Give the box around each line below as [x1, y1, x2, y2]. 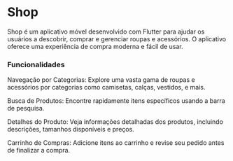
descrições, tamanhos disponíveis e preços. [7, 125, 134, 134]
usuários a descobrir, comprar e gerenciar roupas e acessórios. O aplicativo [7, 34, 226, 43]
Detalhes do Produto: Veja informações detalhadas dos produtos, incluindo [7, 118, 224, 126]
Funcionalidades [7, 59, 65, 69]
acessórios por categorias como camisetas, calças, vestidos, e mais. [7, 83, 206, 92]
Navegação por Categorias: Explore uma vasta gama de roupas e [7, 76, 195, 84]
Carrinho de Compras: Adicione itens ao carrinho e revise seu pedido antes [7, 139, 225, 147]
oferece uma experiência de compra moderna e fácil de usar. [7, 42, 183, 50]
